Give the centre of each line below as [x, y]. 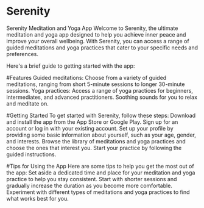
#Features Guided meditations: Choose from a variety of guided [86, 77]
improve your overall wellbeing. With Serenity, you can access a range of [98, 41]
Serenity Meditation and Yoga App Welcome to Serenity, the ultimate [92, 28]
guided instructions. [31, 154]
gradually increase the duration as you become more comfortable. [89, 185]
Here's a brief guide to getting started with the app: [71, 66]
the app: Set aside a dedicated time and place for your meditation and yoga [101, 173]
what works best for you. [37, 198]
